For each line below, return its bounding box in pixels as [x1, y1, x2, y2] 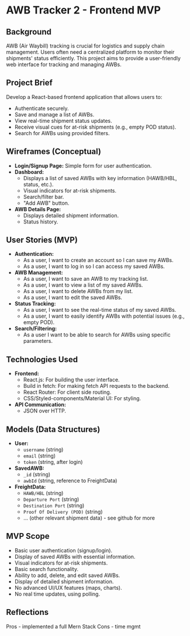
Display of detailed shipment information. [14, 577, 114, 585]
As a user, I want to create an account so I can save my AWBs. [23, 257, 174, 264]
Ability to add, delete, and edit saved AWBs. [14, 572, 120, 579]
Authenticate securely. [14, 105, 69, 112]
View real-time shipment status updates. [14, 117, 112, 124]
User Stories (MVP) [6, 235, 78, 245]
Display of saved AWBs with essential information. [14, 553, 136, 560]
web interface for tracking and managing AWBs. [6, 61, 122, 68]
